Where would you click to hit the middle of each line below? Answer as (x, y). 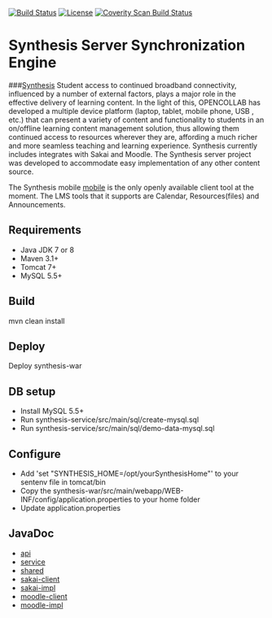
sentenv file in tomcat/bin (63, 482)
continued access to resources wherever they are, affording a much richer (133, 137)
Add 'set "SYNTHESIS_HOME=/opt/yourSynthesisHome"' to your (129, 473)
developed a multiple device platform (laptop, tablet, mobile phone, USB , (131, 111)
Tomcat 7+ (38, 267)
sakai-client (40, 579)
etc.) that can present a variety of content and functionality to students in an (136, 120)
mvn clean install (37, 320)
